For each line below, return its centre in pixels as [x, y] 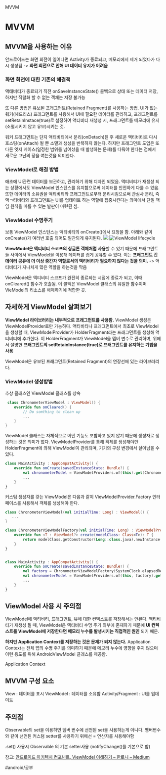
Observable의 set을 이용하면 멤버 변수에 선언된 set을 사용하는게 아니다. [75, 730]
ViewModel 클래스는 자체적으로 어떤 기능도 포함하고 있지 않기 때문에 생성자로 [80, 436]
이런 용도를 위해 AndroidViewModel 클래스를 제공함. [56, 654]
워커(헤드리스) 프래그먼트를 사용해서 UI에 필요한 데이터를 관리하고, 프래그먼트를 [82, 114]
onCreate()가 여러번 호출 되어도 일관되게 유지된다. [54, 238]
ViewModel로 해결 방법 [32, 170]
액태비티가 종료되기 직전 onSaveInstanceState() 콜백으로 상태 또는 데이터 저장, [82, 91]
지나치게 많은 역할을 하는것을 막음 [55, 267]
